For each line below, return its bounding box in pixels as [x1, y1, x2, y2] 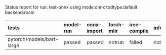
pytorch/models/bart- [7, 36, 59, 43]
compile [129, 27, 149, 34]
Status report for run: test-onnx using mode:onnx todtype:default [5, 4, 138, 10]
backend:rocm [5, 9, 35, 15]
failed [129, 39, 142, 46]
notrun [108, 39, 124, 46]
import [86, 27, 103, 34]
